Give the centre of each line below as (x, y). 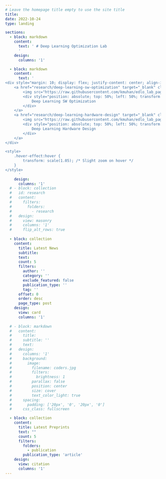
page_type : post (35, 303)
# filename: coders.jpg (43, 368)
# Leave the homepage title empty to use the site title (65, 10)
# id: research (27, 193)
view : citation (34, 464)
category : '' (36, 276)
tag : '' (31, 289)
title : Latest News (38, 248)
